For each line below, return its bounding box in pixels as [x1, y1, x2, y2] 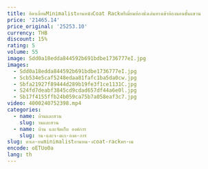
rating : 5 [7, 42, 36, 49]
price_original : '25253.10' [7, 23, 88, 30]
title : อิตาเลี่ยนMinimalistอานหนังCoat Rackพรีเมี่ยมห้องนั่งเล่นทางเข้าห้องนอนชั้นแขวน [7, 10, 201, 17]
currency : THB [7, 29, 48, 37]
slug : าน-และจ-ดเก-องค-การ [19, 132, 87, 139]
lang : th [7, 151, 32, 159]
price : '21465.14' [7, 17, 60, 23]
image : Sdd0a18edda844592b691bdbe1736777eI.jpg [7, 55, 147, 62]
